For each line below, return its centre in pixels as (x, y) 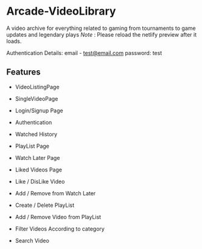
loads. (14, 41)
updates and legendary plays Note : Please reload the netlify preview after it (101, 34)
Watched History (36, 134)
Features (23, 72)
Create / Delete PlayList (45, 205)
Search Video (32, 240)
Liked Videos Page (39, 170)
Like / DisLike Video (40, 181)
